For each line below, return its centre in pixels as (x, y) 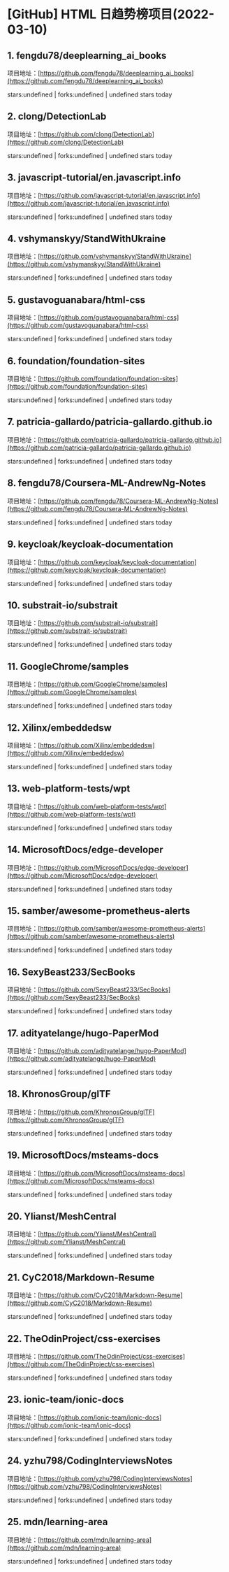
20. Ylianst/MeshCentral (62, 1216)
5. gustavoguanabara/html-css (76, 300)
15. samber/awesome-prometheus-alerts (99, 911)
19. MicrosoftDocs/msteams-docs (83, 1156)
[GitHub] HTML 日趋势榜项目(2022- (111, 14)
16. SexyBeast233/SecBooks (72, 972)
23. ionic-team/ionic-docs (66, 1400)
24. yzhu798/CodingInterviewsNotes (90, 1461)
